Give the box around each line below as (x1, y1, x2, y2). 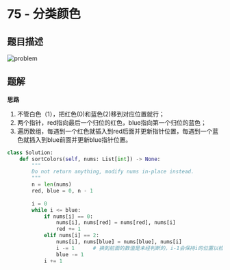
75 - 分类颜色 (7, 6, 81, 22)
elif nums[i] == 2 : (43, 232, 99, 239)
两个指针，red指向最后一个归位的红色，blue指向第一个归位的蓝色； (16, 118, 207, 127)
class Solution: (7, 149, 53, 156)
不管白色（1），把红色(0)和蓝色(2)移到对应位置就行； (16, 110, 166, 118)
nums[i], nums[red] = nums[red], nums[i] (55, 219, 176, 226)
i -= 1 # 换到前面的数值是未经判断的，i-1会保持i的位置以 (55, 245, 219, 251)
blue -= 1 (55, 251, 84, 258)
